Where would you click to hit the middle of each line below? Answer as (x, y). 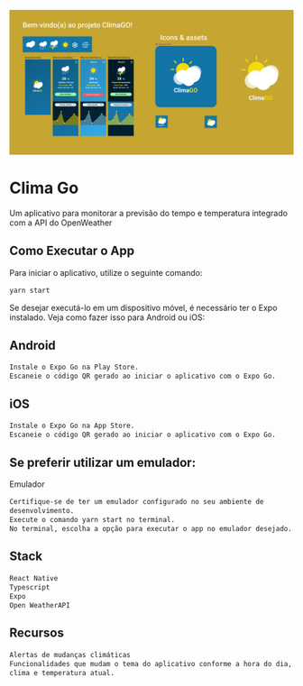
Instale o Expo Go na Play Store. (74, 367)
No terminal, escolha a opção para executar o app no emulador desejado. (151, 528)
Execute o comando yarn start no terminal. (92, 519)
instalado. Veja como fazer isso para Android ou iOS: (107, 317)
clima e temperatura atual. (62, 672)
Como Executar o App (72, 251)
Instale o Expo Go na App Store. (72, 426)
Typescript (30, 587)
